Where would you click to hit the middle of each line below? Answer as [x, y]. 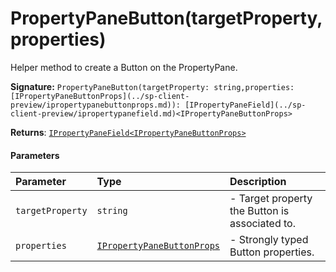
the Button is [259, 211]
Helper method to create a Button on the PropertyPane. [124, 67]
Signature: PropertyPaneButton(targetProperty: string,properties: [152, 86]
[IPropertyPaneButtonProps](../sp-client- [100, 96]
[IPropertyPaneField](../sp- [245, 105]
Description [258, 182]
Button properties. [272, 252]
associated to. [262, 224]
